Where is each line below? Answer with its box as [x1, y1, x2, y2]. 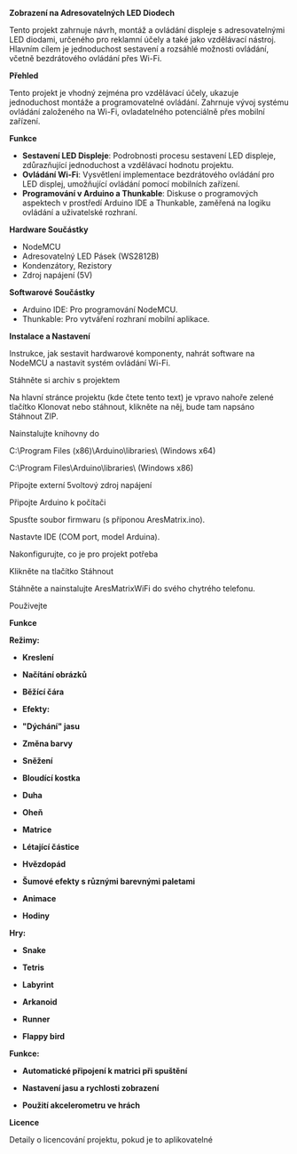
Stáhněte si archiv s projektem [9, 375, 121, 385]
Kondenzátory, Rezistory [21, 260, 113, 270]
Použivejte [9, 600, 48, 611]
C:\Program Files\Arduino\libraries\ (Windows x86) [9, 462, 194, 473]
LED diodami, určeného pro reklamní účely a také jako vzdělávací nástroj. [9, 35, 277, 44]
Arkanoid [21, 997, 58, 1007]
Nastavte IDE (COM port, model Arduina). [9, 532, 160, 541]
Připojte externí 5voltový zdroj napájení [9, 480, 152, 490]
